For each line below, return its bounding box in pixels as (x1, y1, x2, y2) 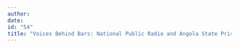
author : (7, 10, 31, 18)
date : (7, 17, 23, 24)
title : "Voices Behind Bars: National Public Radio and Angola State (7, 30, 218, 37)
